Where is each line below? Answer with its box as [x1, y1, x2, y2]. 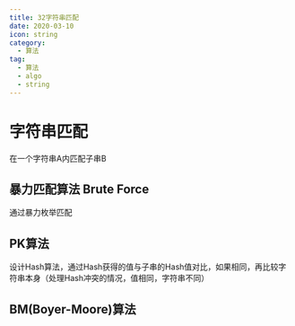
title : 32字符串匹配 [9, 13, 79, 22]
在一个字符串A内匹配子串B [9, 153, 107, 163]
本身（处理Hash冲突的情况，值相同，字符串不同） [24, 273, 209, 284]
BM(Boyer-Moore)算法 [9, 302, 136, 317]
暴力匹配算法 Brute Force [9, 181, 150, 197]
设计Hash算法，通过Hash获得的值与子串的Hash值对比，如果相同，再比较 [9, 261, 279, 272]
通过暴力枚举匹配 [9, 207, 73, 218]
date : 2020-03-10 [9, 22, 74, 31]
